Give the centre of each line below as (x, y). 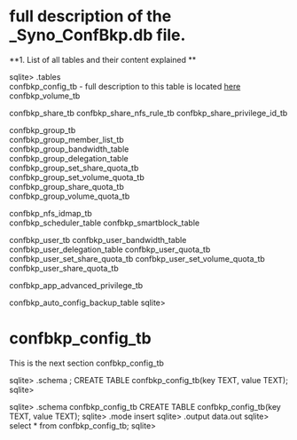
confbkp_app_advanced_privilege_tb (76, 285)
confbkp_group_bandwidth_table (69, 149)
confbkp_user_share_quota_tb (64, 268)
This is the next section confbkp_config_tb (86, 363)
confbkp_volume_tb (45, 96)
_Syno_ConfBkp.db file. (98, 35)
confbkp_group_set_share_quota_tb (74, 168)
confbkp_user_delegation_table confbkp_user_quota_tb (110, 249)
